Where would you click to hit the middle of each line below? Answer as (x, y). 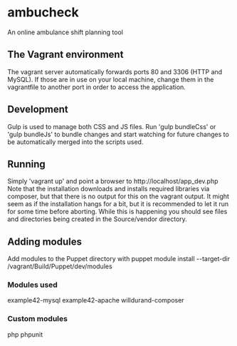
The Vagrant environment (65, 55)
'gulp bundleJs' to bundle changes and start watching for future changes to (118, 134)
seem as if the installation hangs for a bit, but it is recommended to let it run (118, 204)
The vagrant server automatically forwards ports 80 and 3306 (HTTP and (115, 71)
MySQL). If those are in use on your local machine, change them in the (111, 79)
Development (38, 110)
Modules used (33, 285)
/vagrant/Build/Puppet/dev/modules (60, 266)
